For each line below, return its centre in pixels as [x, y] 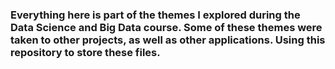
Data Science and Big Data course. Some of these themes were [166, 27]
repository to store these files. [85, 52]
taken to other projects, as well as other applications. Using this [168, 40]
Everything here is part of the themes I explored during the [155, 15]
